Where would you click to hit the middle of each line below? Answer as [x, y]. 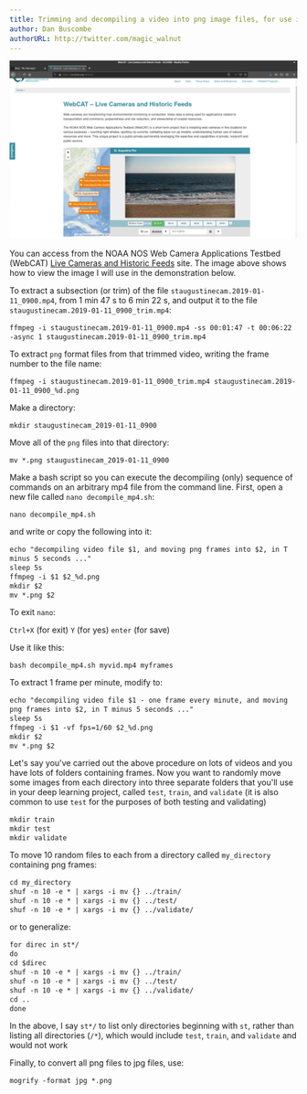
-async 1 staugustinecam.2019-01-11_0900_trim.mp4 [108, 337]
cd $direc [28, 963]
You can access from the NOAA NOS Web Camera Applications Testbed [145, 254]
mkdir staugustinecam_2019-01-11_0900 [83, 426]
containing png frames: [53, 865]
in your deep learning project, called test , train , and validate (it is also [144, 792]
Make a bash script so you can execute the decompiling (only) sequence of [151, 478]
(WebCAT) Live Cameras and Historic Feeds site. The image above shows [148, 263]
